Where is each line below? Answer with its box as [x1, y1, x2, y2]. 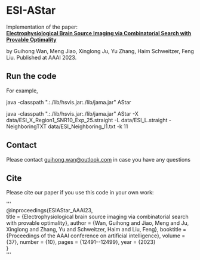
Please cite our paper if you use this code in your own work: [6, 189, 154, 196]
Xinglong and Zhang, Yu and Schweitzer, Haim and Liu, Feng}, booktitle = [6, 226, 187, 233]
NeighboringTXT [6, 123, 47, 130]
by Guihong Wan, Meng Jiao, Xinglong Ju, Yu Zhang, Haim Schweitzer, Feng [6, 47, 194, 54]
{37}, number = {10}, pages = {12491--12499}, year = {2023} [6, 239, 156, 246]
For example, [6, 87, 39, 94]
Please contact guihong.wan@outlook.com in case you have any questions [6, 156, 191, 163]
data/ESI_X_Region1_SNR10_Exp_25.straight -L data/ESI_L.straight [6, 116, 168, 123]
